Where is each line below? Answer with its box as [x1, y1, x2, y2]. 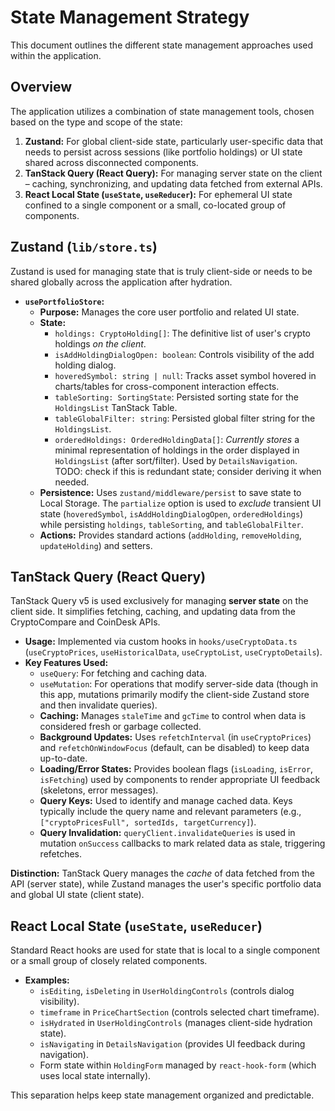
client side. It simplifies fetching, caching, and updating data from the [10, 606, 296, 618]
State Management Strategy [10, 6, 250, 29]
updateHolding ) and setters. [39, 539, 153, 551]
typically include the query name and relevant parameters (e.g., [39, 806, 302, 818]
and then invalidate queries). [39, 699, 158, 711]
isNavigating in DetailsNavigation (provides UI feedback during [39, 1038, 306, 1050]
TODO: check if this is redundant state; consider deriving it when [54, 465, 322, 477]
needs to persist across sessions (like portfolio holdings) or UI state [24, 146, 303, 158]
